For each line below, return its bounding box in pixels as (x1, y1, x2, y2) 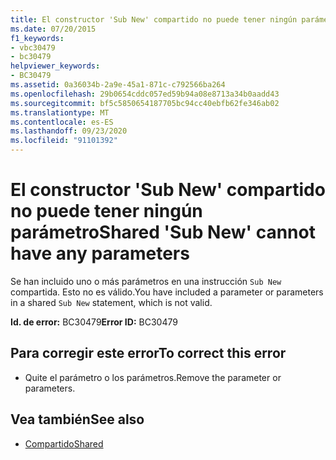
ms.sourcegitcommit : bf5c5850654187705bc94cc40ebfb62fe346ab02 (10, 98, 280, 108)
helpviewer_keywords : (10, 61, 101, 71)
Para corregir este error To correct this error (10, 345, 287, 362)
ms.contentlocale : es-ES (10, 117, 114, 127)
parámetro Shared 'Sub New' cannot (10, 221, 316, 244)
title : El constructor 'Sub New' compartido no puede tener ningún (10, 14, 298, 25)
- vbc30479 (10, 42, 56, 53)
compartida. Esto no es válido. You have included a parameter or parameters (10, 286, 324, 298)
